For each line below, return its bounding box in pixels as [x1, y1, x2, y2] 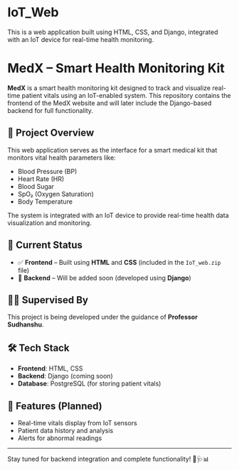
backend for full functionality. [7, 106, 94, 114]
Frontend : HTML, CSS [17, 364, 83, 373]
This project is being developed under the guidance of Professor [7, 313, 198, 322]
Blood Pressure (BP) [17, 167, 78, 175]
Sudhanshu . [7, 320, 44, 329]
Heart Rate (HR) [17, 175, 65, 183]
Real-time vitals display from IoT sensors [17, 418, 137, 427]
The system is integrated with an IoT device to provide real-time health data [7, 211, 229, 219]
